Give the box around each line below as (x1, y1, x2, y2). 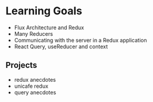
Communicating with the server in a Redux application (14, 36, 147, 44)
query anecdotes (14, 88, 57, 96)
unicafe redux (14, 82, 49, 89)
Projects (5, 60, 38, 70)
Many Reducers (14, 30, 53, 37)
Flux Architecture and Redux (14, 24, 85, 31)
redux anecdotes (14, 76, 56, 83)
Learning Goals (5, 4, 83, 18)
